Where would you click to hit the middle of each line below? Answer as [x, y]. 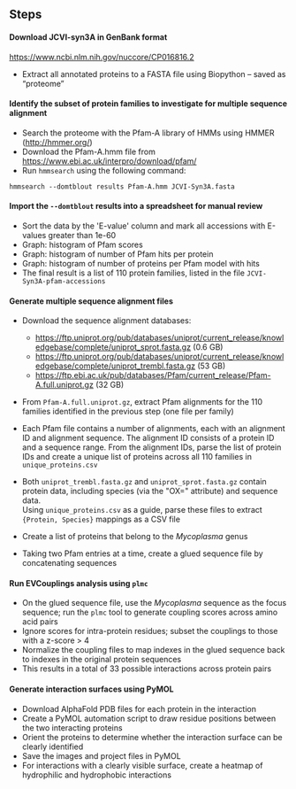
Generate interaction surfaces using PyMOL [91, 689]
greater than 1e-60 [82, 235]
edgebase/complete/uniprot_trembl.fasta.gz [115, 366]
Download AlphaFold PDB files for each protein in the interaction [139, 708]
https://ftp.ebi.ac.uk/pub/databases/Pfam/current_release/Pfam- [153, 375]
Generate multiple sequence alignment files [91, 301]
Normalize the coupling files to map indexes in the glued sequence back [153, 650]
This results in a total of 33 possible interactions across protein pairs [147, 669]
